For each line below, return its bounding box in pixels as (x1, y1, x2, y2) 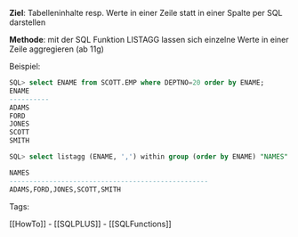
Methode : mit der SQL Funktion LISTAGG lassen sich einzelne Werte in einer (9, 35, 289, 45)
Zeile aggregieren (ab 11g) (9, 44, 105, 54)
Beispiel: (9, 61, 41, 71)
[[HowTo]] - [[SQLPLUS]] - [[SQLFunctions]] (9, 218, 172, 229)
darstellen (9, 17, 46, 28)
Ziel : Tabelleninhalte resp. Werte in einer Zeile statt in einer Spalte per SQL (9, 8, 283, 18)
